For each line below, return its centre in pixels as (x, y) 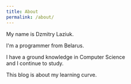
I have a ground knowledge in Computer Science (66, 57)
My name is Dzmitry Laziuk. (40, 34)
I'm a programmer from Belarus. (45, 46)
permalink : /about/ (30, 17)
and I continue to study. (35, 63)
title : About (22, 12)
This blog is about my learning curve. (52, 75)
